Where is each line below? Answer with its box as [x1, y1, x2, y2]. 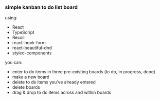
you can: [5, 60, 23, 66]
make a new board [12, 74, 50, 80]
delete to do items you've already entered [12, 79, 96, 85]
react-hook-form [12, 40, 46, 46]
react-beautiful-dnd [12, 45, 52, 51]
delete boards [12, 84, 40, 90]
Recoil [12, 34, 25, 40]
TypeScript [12, 30, 35, 35]
